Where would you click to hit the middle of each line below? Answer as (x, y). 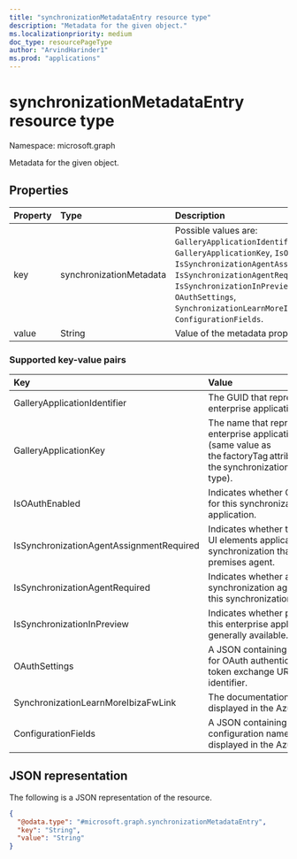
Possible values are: (216, 230)
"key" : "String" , (49, 830)
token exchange (241, 671)
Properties (39, 191)
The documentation (249, 697)
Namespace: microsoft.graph (62, 145)
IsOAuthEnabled (47, 503)
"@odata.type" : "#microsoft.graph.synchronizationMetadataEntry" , (142, 822)
